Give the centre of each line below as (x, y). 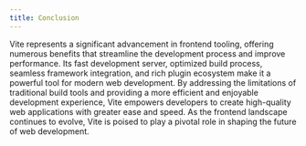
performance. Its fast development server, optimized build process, (136, 63)
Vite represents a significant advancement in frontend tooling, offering (142, 44)
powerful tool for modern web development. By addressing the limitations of (153, 82)
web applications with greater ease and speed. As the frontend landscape (148, 111)
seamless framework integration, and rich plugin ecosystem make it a (140, 73)
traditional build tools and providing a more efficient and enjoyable (134, 92)
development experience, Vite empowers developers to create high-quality (151, 102)
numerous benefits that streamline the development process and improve (148, 53)
